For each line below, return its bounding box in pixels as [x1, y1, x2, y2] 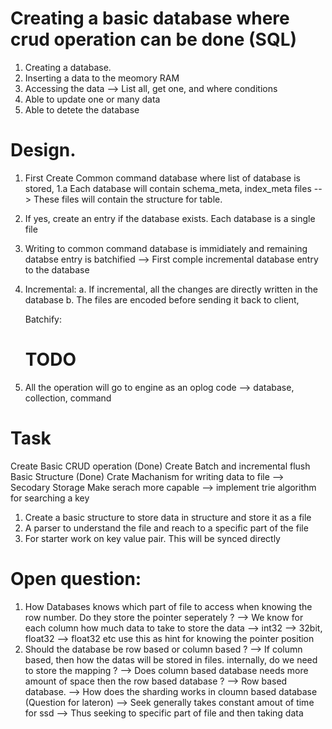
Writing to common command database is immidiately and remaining [24, 242, 308, 254]
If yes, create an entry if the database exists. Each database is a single [24, 212, 316, 224]
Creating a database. [24, 61, 112, 73]
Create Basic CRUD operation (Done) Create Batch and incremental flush [10, 460, 311, 472]
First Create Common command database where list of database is [24, 172, 301, 184]
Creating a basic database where [10, 7, 290, 30]
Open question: [10, 567, 142, 590]
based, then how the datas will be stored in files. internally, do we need [24, 653, 318, 666]
